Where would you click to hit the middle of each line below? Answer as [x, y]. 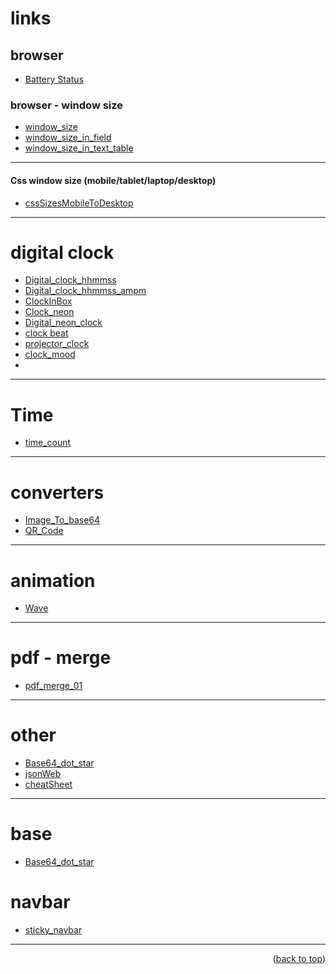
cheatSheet [48, 784]
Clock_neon [49, 312]
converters [57, 492]
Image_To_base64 [62, 520]
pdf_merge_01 [53, 686]
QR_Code [44, 531]
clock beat [46, 333]
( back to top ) [299, 958]
